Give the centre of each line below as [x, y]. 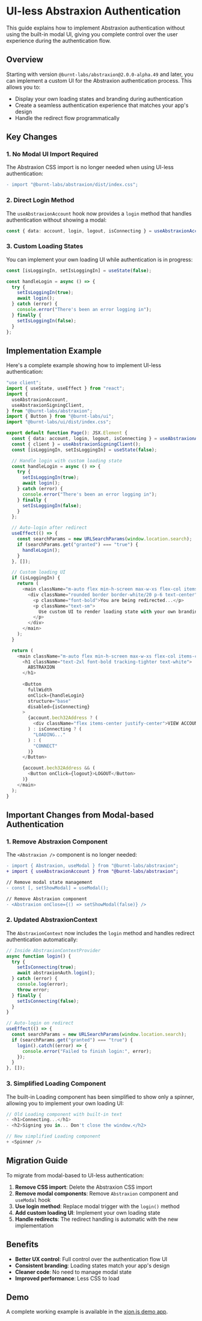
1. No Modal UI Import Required [52, 154]
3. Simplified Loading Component [56, 1084]
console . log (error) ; [43, 984]
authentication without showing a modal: [57, 220]
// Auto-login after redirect [49, 528]
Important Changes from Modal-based [80, 815]
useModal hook [33, 1200]
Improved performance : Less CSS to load [67, 1278]
